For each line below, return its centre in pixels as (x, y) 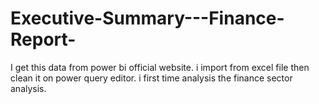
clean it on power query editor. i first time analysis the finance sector (151, 78)
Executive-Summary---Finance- (147, 18)
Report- (43, 39)
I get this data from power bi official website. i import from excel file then (160, 67)
